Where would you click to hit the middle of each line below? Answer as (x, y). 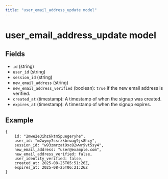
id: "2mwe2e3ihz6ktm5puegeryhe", (50, 136)
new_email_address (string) (41, 83)
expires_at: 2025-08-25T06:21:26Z (51, 168)
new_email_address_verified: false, (54, 154)
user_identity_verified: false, (49, 159)
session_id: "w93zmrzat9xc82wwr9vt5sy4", (59, 145)
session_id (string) (32, 77)
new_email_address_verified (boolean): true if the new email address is (88, 88)
